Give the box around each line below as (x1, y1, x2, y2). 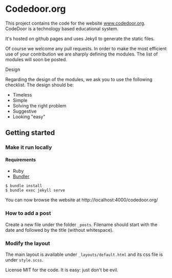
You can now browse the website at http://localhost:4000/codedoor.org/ (5, 197, 158, 203)
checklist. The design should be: (5, 82, 74, 88)
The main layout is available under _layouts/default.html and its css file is (5, 251, 163, 257)
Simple (12, 97, 28, 103)
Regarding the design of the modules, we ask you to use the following (5, 76, 153, 82)
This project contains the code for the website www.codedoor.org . (5, 20, 146, 26)
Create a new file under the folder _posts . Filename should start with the (5, 221, 158, 228)
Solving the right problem (12, 102, 67, 108)
